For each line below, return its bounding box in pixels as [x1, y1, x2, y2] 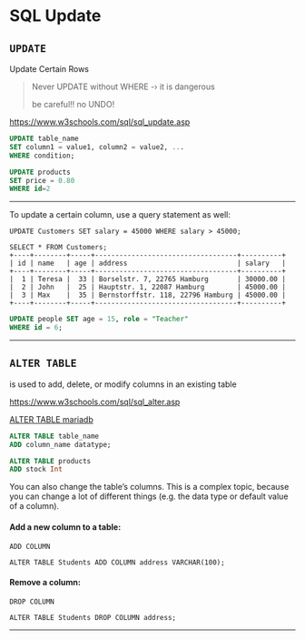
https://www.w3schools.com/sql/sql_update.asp [9, 117, 191, 127]
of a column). [9, 501, 60, 512]
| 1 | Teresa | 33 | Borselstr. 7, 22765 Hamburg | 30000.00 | [9, 275, 286, 284]
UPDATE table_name [9, 134, 79, 143]
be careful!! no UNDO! [31, 99, 115, 109]
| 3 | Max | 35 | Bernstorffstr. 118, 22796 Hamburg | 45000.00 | [9, 290, 286, 300]
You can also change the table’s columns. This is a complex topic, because [9, 482, 290, 493]
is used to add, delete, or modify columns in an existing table [9, 379, 238, 390]
